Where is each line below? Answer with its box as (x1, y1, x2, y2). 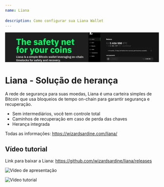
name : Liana (5, 8, 29, 13)
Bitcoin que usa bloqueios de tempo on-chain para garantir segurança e (5, 96, 150, 102)
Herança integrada (12, 121, 50, 127)
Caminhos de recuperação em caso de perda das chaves (12, 116, 127, 122)
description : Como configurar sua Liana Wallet (5, 18, 104, 23)
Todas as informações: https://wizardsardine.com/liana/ (5, 131, 118, 137)
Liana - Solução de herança (5, 75, 118, 86)
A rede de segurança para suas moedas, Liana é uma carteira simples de (5, 91, 152, 97)
